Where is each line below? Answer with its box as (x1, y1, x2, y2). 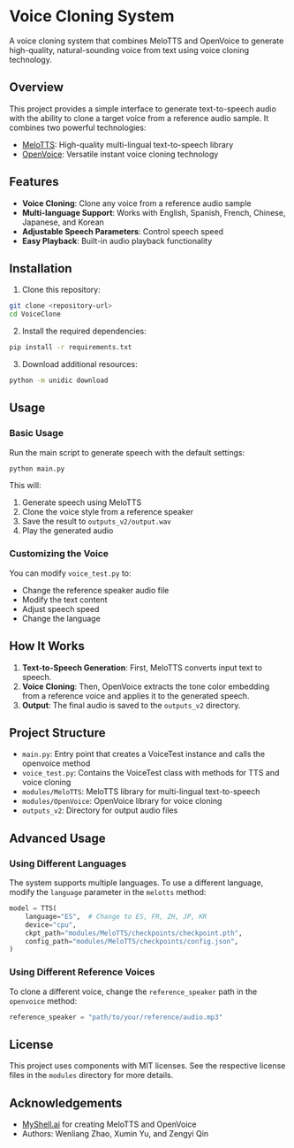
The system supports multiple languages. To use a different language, (9, 877, 264, 888)
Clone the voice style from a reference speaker (21, 507, 194, 517)
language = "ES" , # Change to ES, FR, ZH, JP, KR (25, 912, 207, 921)
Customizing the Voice (9, 547, 109, 560)
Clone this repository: (21, 285, 101, 295)
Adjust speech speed (21, 603, 100, 614)
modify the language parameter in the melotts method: (9, 887, 207, 898)
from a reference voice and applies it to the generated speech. (21, 690, 250, 700)
